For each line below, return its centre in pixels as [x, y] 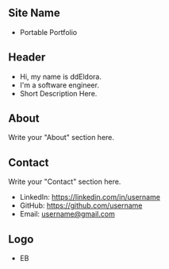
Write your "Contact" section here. [65, 181]
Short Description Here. [58, 93]
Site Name [35, 13]
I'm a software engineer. [59, 85]
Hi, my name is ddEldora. [60, 76]
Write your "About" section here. [61, 138]
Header [27, 58]
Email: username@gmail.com [67, 214]
